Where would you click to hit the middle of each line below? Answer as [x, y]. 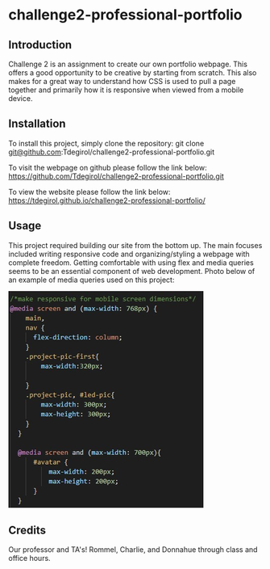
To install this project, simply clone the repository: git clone [106, 143]
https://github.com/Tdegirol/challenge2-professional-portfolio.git [116, 176]
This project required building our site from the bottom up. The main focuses [135, 245]
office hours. [29, 558]
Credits [27, 531]
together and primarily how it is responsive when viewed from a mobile [126, 90]
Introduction [40, 45]
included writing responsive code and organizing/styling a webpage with [129, 254]
